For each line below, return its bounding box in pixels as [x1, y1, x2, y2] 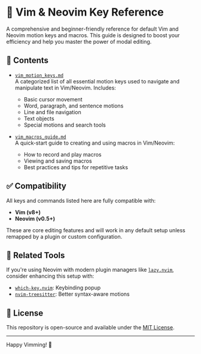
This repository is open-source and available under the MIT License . [6, 324, 175, 331]
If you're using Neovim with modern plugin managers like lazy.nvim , [6, 266, 175, 274]
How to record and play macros [23, 151, 102, 158]
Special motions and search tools [23, 121, 106, 128]
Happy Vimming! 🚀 [6, 341, 52, 349]
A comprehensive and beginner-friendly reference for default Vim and [6, 25, 179, 32]
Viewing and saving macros [23, 157, 92, 164]
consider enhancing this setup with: [6, 272, 95, 280]
